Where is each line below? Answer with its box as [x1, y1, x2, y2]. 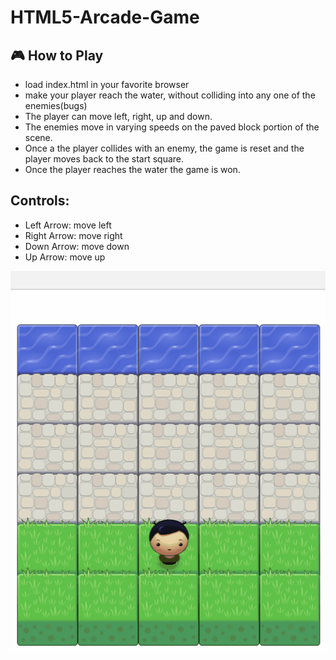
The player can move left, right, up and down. [24, 111, 213, 122]
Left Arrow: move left [24, 219, 112, 231]
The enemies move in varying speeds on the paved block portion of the [24, 121, 320, 133]
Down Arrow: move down [24, 240, 130, 252]
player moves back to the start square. [24, 153, 185, 165]
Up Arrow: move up [24, 251, 106, 263]
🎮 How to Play [10, 47, 104, 64]
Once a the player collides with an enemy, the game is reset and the [24, 142, 305, 154]
